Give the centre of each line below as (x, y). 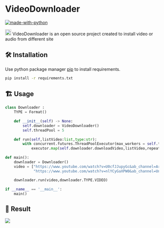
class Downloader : (25, 108)
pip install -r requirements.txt (39, 78)
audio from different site (29, 39)
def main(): (17, 158)
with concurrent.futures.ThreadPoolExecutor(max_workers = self (89, 144)
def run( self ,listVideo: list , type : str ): (55, 139)
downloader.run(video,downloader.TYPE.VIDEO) (61, 180)
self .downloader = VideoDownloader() (61, 125)
